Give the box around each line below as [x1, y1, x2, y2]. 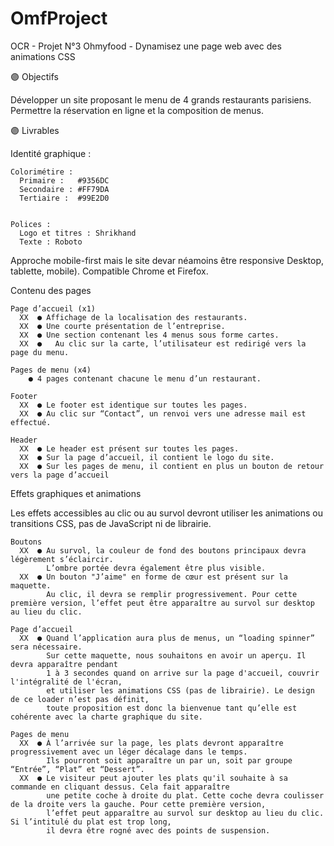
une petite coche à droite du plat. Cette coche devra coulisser [46, 790, 325, 801]
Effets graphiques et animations [10, 487, 142, 499]
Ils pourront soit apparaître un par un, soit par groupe [46, 755, 293, 766]
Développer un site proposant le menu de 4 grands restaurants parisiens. [10, 93, 312, 106]
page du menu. [10, 347, 70, 357]
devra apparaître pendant [10, 659, 118, 669]
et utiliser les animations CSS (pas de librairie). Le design [46, 685, 315, 696]
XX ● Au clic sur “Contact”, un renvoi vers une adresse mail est [19, 408, 307, 419]
